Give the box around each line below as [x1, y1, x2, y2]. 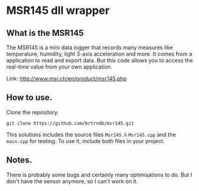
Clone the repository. [6, 109, 59, 116]
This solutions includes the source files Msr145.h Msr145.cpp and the [6, 131, 176, 138]
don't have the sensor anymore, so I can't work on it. [6, 177, 138, 185]
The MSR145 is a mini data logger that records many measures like [6, 44, 173, 51]
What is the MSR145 [6, 28, 84, 38]
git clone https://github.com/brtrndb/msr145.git [6, 120, 135, 126]
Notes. [6, 155, 32, 166]
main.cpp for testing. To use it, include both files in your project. [6, 137, 165, 144]
